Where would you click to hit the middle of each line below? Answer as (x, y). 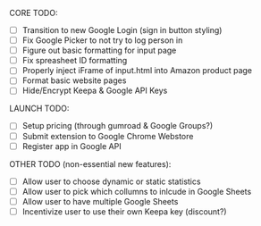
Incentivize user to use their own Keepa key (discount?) (124, 211)
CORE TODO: (34, 13)
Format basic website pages (74, 80)
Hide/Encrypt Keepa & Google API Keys (95, 91)
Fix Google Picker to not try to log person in (102, 40)
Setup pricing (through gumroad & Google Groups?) (118, 126)
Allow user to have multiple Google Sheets (100, 201)
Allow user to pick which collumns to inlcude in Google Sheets (137, 191)
